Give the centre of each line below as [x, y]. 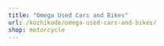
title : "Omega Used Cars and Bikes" [68, 15]
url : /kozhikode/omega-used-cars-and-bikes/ [82, 23]
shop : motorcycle [37, 30]
